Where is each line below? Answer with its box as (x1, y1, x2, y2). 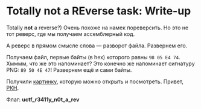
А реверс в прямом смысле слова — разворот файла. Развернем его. (6, 42, 188, 49)
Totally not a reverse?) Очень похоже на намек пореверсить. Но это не (6, 24, 189, 31)
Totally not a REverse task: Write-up (6, 4, 191, 18)
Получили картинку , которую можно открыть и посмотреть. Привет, (6, 78, 184, 85)
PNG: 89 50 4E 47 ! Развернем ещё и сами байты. (6, 66, 132, 73)
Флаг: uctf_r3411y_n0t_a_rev (6, 96, 80, 103)
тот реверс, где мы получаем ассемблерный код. (6, 30, 135, 37)
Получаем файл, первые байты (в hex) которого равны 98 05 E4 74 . (6, 53, 180, 60)
